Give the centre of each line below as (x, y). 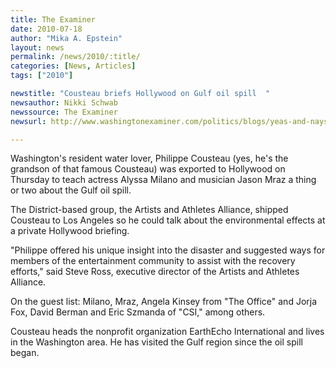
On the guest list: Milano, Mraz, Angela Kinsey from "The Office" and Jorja (164, 302)
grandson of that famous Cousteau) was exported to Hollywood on (148, 169)
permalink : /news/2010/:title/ (75, 57)
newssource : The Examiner (64, 112)
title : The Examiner (53, 19)
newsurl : (28, 121)
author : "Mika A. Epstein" (66, 38)
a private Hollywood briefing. (70, 231)
